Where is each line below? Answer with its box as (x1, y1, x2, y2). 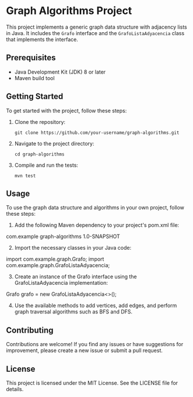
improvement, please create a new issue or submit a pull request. (6, 347, 163, 354)
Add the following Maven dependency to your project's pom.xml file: (14, 222, 180, 229)
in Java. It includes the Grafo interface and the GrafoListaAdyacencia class (6, 29, 185, 36)
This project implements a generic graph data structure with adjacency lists (6, 23, 188, 30)
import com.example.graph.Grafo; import (6, 256, 104, 263)
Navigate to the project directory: (14, 140, 94, 147)
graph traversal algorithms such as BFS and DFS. (14, 308, 133, 315)
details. (6, 386, 24, 392)
